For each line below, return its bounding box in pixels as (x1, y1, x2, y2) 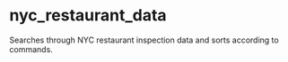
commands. (9, 43, 54, 54)
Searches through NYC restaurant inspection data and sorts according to (9, 35, 280, 45)
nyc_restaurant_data (9, 5, 168, 26)
